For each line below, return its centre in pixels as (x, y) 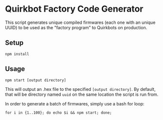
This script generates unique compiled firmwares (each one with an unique (80, 22)
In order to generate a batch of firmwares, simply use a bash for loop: (75, 103)
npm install (17, 54)
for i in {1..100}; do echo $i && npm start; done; (58, 113)
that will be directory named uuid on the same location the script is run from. (82, 94)
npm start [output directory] (36, 80)
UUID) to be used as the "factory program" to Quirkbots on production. (76, 27)
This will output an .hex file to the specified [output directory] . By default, (80, 89)
